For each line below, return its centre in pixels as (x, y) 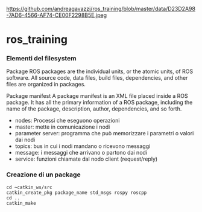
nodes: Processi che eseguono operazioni (67, 121)
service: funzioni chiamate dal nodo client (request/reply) (86, 159)
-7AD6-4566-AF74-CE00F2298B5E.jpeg (57, 15)
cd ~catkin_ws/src (29, 187)
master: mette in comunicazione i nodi (62, 127)
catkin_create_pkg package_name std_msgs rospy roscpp (77, 193)
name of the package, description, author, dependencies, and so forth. (94, 109)
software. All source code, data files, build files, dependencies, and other (97, 78)
